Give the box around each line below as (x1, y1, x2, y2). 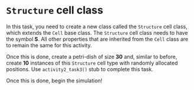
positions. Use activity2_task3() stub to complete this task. (6, 65, 154, 72)
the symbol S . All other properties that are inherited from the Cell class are (6, 35, 189, 42)
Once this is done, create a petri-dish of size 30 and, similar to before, (6, 53, 177, 60)
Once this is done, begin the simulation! (6, 77, 102, 84)
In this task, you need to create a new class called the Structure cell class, (6, 23, 187, 30)
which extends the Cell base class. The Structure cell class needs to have (6, 29, 188, 36)
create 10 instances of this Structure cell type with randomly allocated (6, 59, 178, 66)
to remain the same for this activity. (6, 42, 92, 49)
